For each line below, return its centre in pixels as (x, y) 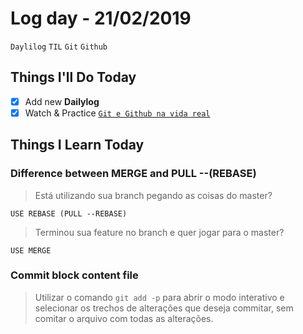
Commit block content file (74, 275)
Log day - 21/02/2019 (101, 18)
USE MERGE (31, 250)
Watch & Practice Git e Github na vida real (117, 113)
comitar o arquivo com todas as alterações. (124, 318)
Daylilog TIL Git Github (59, 47)
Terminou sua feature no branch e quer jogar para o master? (159, 232)
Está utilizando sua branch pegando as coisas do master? (153, 195)
